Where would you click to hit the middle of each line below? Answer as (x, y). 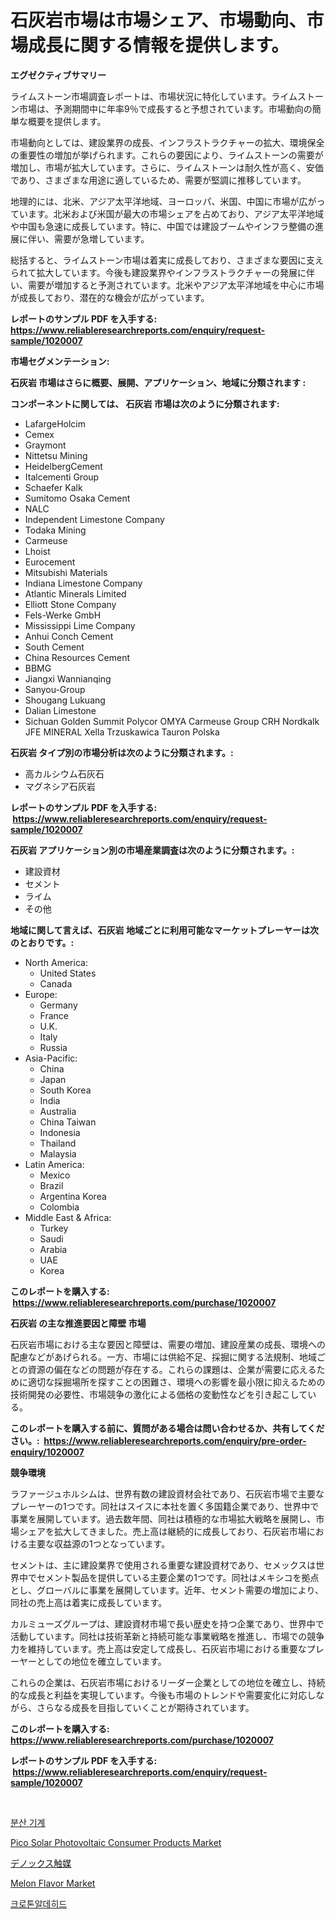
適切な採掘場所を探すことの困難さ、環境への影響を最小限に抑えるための (176, 1382)
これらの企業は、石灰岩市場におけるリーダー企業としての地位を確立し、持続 (168, 1682)
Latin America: (54, 1164)
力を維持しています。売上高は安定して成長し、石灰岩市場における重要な (158, 1648)
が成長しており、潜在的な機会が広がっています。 (110, 297)
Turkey (54, 1228)
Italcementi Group (62, 477)
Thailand (58, 1143)
